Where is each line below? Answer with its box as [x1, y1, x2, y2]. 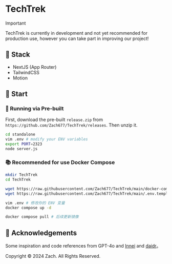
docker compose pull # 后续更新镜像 [5, 214, 79, 219]
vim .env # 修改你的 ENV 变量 [5, 200, 65, 206]
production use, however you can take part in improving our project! [5, 35, 149, 42]
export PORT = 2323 [5, 141, 42, 147]
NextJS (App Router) [12, 64, 57, 70]
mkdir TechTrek [5, 172, 38, 177]
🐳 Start [5, 90, 28, 98]
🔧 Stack [5, 50, 31, 59]
